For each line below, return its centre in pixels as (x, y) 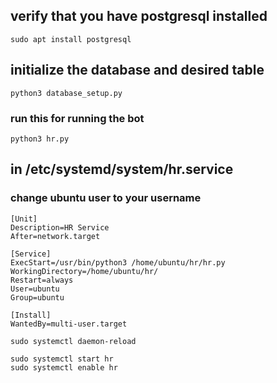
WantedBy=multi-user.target (69, 324)
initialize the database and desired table (137, 70)
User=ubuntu (35, 289)
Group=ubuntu (37, 297)
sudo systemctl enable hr (64, 367)
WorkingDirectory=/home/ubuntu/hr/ (84, 271)
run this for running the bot (77, 118)
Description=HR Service (60, 227)
